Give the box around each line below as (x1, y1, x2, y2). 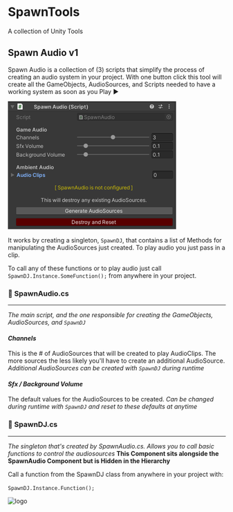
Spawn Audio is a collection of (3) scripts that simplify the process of (8, 65, 205, 73)
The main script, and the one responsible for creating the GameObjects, (8, 311, 214, 319)
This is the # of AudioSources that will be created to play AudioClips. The (8, 350, 216, 358)
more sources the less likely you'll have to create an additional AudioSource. (8, 357, 225, 365)
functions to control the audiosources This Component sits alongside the (8, 449, 219, 457)
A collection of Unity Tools (8, 27, 84, 35)
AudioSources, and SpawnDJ (8, 319, 86, 327)
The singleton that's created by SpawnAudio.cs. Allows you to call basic (8, 442, 215, 450)
